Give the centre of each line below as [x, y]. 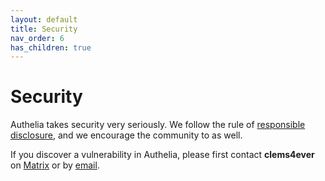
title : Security [44, 29]
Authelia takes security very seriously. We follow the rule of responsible [158, 125]
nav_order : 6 [37, 38]
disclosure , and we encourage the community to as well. [126, 135]
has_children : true [51, 47]
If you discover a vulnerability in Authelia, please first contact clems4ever [162, 155]
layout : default [44, 19]
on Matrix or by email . [55, 165]
